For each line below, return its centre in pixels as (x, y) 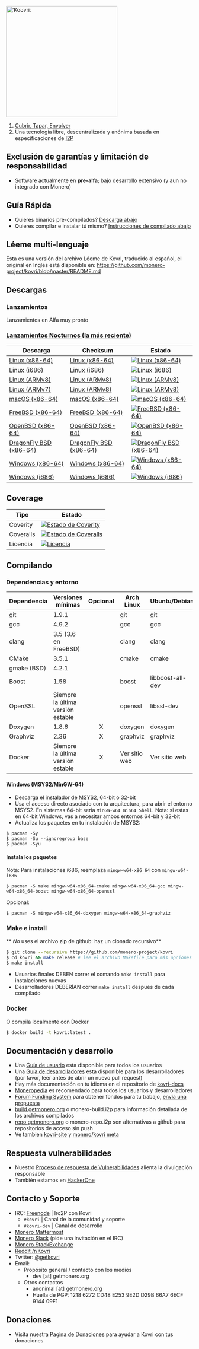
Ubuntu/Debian (172, 601)
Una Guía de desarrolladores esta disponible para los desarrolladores (99, 1071)
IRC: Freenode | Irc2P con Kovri (53, 1213)
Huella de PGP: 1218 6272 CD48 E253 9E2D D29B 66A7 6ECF (108, 1295)
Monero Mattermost (39, 1232)
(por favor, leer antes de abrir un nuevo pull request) (78, 1078)
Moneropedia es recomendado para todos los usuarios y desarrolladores (104, 1090)
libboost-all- (168, 677)
